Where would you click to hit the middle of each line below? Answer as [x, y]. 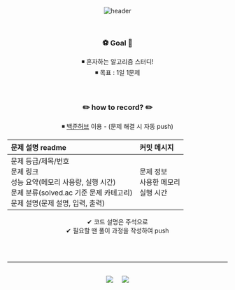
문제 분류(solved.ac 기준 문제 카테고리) [72, 193]
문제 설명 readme [38, 147]
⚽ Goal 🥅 [117, 43]
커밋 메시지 [157, 147]
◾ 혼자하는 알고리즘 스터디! [117, 62]
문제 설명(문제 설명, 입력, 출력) [58, 203]
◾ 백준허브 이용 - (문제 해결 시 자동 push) [117, 126]
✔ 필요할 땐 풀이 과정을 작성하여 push [117, 230]
